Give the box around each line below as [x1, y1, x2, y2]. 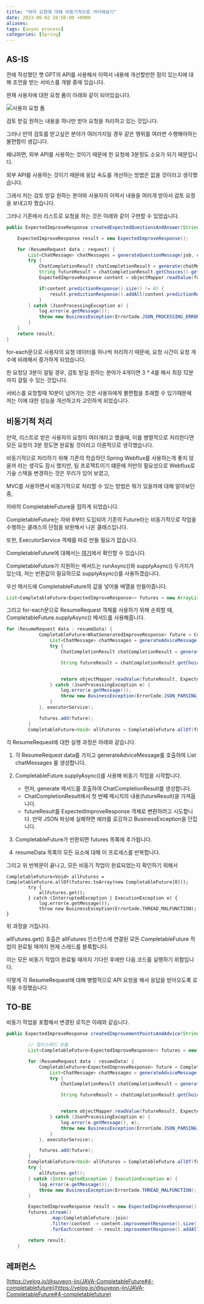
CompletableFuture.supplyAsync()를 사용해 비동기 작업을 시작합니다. [15, 771, 182, 779]
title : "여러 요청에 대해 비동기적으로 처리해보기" [6, 9, 117, 15]
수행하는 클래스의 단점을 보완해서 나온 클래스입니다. [6, 523, 128, 531]
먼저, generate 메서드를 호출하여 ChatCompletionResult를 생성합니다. [24, 785, 192, 792]
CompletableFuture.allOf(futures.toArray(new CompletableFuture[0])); [6, 879, 189, 885]
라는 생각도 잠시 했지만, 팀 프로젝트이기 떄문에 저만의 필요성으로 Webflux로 [17, 461, 195, 469]
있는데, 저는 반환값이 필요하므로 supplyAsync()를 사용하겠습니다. [6, 570, 161, 577]
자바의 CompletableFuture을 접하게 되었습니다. [6, 503, 120, 510]
